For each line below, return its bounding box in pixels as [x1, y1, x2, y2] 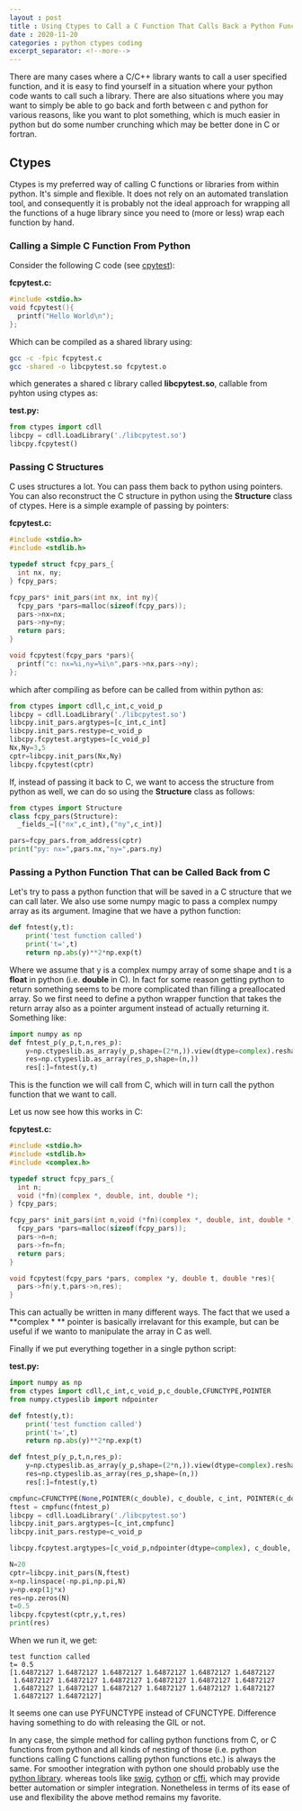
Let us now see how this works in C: [9, 1107, 144, 1118]
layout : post [9, 13, 63, 23]
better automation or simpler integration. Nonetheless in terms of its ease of [9, 1782, 290, 1793]
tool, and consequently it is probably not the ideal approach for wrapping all [9, 197, 290, 208]
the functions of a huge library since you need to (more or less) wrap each [9, 207, 285, 218]
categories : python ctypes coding [9, 38, 143, 48]
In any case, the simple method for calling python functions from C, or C [9, 1734, 277, 1745]
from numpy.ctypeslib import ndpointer [9, 1395, 159, 1404]
